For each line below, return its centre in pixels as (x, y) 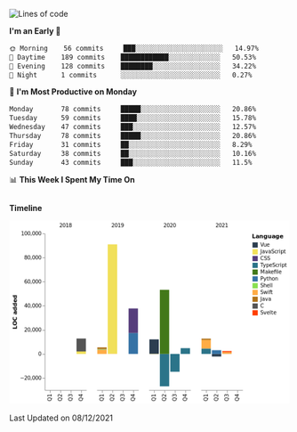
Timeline (26, 208)
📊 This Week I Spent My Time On (72, 179)
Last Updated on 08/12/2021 (61, 418)
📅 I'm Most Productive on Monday (73, 92)
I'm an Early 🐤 (35, 31)
